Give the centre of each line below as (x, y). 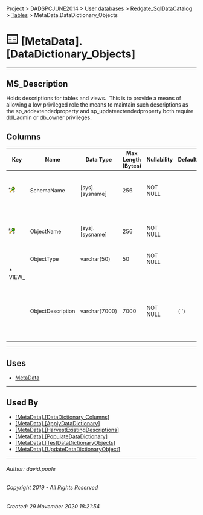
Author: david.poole (31, 468)
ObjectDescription (53, 311)
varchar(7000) (99, 311)
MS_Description (37, 84)
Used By (22, 402)
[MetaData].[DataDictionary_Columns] (62, 417)
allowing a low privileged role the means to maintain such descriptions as (97, 105)
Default (188, 159)
